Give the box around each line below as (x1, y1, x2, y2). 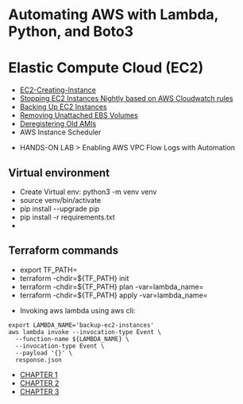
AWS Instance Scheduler (19, 127, 102, 137)
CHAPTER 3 (19, 387, 60, 396)
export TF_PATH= (19, 265, 78, 274)
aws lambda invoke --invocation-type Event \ (8, 328, 161, 336)
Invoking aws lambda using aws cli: (19, 305, 136, 315)
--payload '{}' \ (15, 348, 73, 357)
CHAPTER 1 (19, 370, 58, 379)
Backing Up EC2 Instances (19, 102, 107, 112)
